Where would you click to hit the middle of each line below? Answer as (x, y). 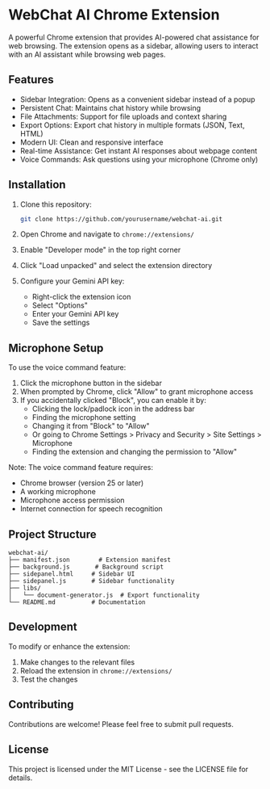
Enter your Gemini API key (75, 314)
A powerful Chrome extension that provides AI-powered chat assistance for (134, 37)
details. (21, 778)
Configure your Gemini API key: (72, 281)
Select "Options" (60, 305)
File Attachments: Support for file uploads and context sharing (123, 116)
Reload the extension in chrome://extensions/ (96, 670)
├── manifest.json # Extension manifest (90, 560)
